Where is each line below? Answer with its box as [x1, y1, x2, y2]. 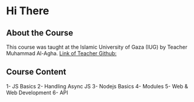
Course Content [6, 67, 66, 77]
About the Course [6, 28, 74, 38]
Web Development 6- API [6, 89, 68, 96]
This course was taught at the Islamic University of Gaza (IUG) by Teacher [6, 43, 188, 50]
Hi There [6, 4, 49, 18]
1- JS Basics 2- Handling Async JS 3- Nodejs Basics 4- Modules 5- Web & [6, 82, 188, 90]
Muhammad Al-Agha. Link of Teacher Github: [6, 50, 117, 57]
